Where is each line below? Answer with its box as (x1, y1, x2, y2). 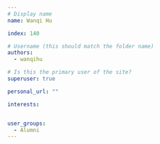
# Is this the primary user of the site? (7, 69, 132, 76)
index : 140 (7, 30, 40, 37)
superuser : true (7, 75, 55, 82)
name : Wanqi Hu (7, 17, 53, 24)
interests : (7, 101, 40, 108)
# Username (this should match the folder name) (7, 43, 154, 50)
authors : (7, 49, 33, 57)
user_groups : (7, 120, 46, 127)
